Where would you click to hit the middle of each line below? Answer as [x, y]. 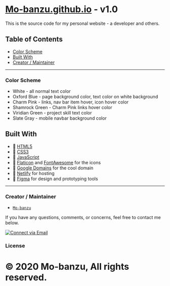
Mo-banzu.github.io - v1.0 [61, 9]
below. [12, 223]
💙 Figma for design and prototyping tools [55, 178]
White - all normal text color [41, 91]
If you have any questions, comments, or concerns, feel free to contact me [83, 218]
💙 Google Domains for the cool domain [53, 168]
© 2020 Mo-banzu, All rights [67, 267]
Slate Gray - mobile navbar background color [60, 118]
